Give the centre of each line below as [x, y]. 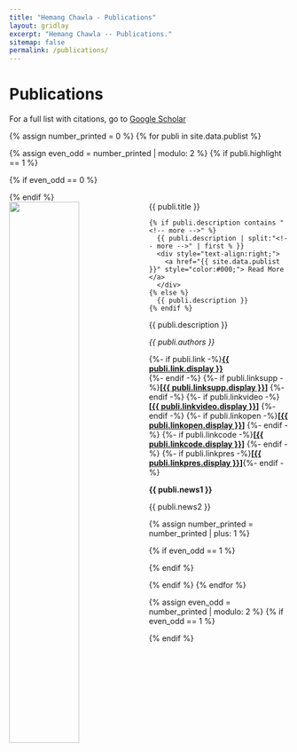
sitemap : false [37, 42]
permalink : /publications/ [59, 51]
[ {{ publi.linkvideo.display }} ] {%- [213, 407]
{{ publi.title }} [175, 207]
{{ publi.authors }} [182, 342]
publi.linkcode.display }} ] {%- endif [216, 444]
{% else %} [169, 293]
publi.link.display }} [186, 368]
